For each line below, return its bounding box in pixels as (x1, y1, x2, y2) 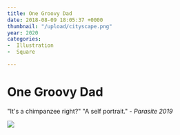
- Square (7, 49, 36, 56)
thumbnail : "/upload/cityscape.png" (7, 23, 112, 30)
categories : (7, 36, 41, 43)
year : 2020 (7, 29, 39, 37)
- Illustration (7, 42, 54, 49)
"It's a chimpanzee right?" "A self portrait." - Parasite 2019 (7, 107, 173, 115)
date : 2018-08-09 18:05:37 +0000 (7, 17, 103, 23)
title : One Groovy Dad (7, 10, 72, 17)
